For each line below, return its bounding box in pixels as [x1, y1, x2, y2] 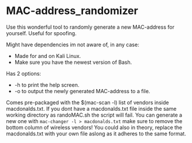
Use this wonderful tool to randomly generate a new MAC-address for [6, 23, 174, 30]
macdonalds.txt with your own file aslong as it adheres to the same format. [6, 130, 186, 137]
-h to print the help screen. [14, 81, 80, 88]
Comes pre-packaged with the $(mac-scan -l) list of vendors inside [6, 98, 169, 106]
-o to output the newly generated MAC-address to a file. [14, 87, 150, 94]
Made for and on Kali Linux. [14, 52, 81, 59]
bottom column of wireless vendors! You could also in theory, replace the [6, 124, 183, 131]
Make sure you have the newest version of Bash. [14, 59, 132, 66]
